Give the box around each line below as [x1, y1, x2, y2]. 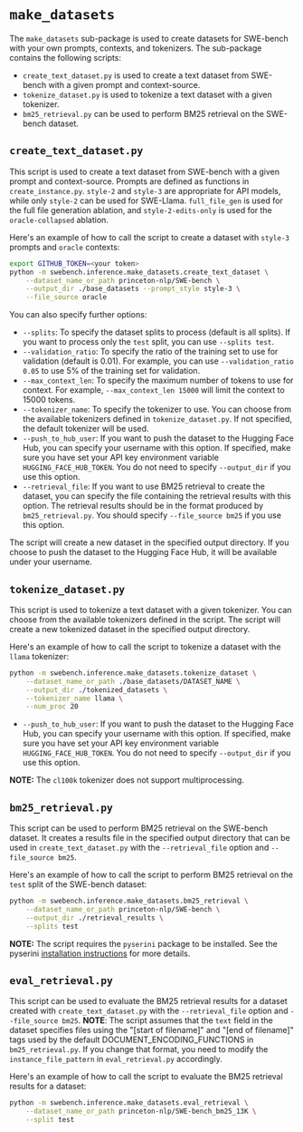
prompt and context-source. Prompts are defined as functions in [9, 175, 250, 187]
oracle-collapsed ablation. [9, 214, 109, 225]
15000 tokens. [22, 395, 76, 405]
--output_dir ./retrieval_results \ [25, 913, 165, 922]
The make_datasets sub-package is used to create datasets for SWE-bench [9, 33, 289, 44]
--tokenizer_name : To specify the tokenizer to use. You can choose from [22, 404, 292, 415]
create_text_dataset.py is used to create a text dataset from [22, 70, 250, 81]
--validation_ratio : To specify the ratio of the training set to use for [22, 346, 279, 357]
